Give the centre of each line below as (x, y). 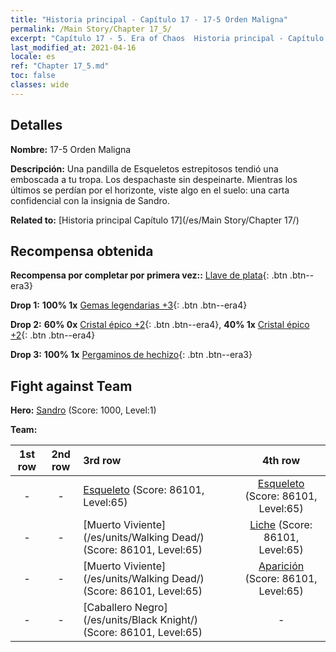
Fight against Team (71, 386)
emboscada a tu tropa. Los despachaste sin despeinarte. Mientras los (154, 179)
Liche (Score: (281, 525)
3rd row (102, 461)
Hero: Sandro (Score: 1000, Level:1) (83, 410)
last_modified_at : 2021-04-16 (73, 47)
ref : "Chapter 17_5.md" (60, 66)
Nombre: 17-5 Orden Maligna (71, 149)
